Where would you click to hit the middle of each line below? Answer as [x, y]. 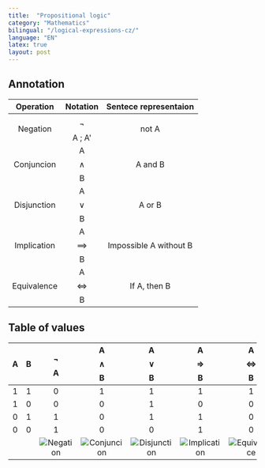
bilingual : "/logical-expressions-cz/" [74, 30]
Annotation [37, 84]
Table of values [47, 328]
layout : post [30, 52]
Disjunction [35, 205]
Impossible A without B [150, 245]
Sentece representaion [150, 106]
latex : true [28, 45]
